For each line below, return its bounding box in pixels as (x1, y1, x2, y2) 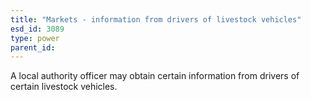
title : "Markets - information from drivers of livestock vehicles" (10, 14, 302, 25)
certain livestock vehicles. (10, 81, 118, 93)
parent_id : (10, 42, 56, 53)
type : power (10, 33, 60, 43)
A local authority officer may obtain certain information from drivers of (10, 70, 300, 82)
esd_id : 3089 (10, 24, 65, 34)
